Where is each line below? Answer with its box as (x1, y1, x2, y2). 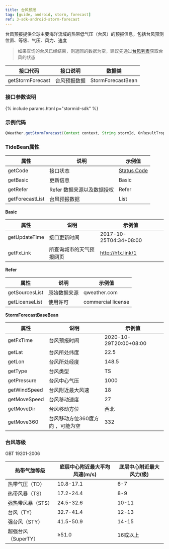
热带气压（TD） (8, 481, 45, 488)
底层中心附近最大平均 (59, 464, 111, 471)
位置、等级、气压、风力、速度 (5, 37, 67, 43)
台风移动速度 (48, 396, 79, 403)
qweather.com (83, 289, 118, 296)
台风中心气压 (48, 378, 79, 385)
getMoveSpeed (8, 396, 44, 403)
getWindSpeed (8, 387, 43, 394)
